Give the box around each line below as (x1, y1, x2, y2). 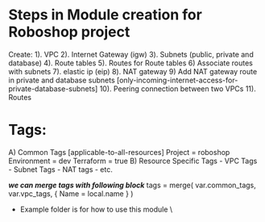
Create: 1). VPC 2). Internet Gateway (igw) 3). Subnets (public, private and (8, 49, 254, 59)
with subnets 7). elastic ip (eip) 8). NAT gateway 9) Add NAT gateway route (8, 66, 258, 76)
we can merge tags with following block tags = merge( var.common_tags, (8, 180, 256, 190)
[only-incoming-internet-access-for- (116, 75, 238, 85)
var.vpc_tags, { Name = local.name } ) (8, 188, 134, 199)
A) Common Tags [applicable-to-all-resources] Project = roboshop (8, 147, 230, 157)
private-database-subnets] (8, 83, 98, 94)
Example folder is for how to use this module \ (19, 204, 173, 214)
